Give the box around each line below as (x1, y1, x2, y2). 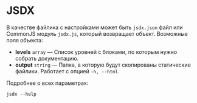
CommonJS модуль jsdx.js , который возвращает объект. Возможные (6, 30, 188, 37)
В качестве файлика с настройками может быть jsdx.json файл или (6, 24, 184, 31)
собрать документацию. (15, 55, 79, 62)
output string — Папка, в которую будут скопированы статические (15, 61, 192, 68)
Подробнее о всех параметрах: (6, 79, 89, 87)
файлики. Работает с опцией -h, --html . (15, 67, 120, 75)
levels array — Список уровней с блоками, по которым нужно (15, 48, 178, 55)
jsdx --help (6, 91, 36, 97)
